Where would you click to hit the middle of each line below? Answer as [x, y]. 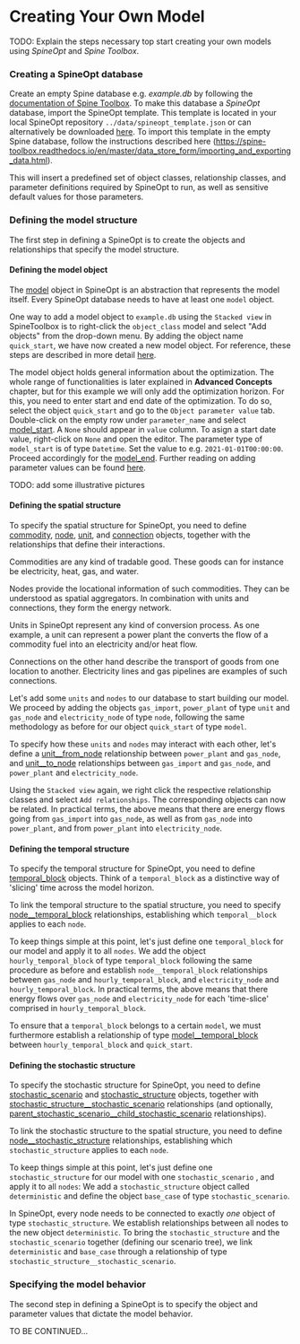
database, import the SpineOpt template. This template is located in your [143, 113]
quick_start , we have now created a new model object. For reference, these [150, 345]
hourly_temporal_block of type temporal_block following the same [131, 961]
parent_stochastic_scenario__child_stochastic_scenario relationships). [138, 1113]
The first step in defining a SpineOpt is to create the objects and [128, 240]
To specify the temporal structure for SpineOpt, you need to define [132, 868]
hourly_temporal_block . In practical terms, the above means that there [139, 990]
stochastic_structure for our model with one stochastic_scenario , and [142, 1177]
